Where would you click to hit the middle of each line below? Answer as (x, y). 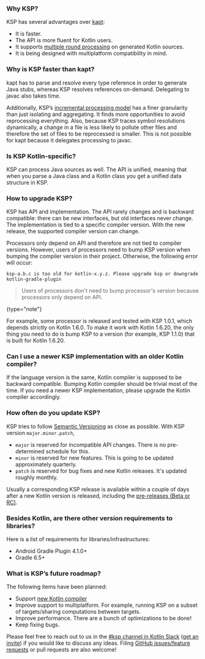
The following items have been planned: (57, 587)
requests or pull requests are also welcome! (61, 650)
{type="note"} (24, 309)
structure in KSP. (28, 182)
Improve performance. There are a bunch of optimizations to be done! (103, 619)
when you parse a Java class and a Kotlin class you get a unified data (94, 175)
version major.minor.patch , (41, 433)
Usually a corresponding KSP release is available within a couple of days (98, 489)
